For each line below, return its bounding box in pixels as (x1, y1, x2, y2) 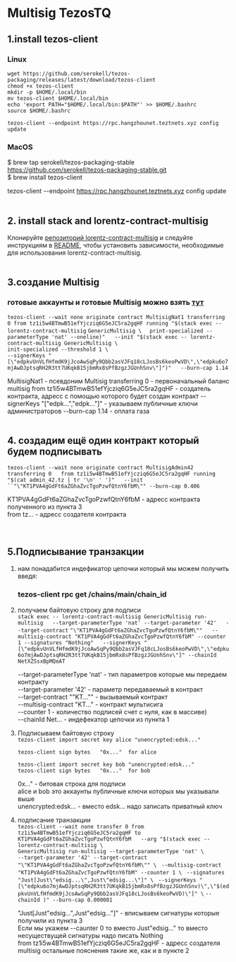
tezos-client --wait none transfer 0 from (17, 823, 144, 830)
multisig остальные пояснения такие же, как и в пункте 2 (17, 946, 190, 954)
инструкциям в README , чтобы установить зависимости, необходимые (7, 241, 224, 249)
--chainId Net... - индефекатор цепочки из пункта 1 (17, 715, 170, 723)
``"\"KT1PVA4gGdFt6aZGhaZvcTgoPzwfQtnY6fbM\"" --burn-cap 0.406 (7, 483, 200, 490)
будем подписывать (7, 446, 102, 458)
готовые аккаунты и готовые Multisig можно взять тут (7, 298, 204, 308)
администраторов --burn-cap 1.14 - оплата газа (7, 407, 150, 415)
